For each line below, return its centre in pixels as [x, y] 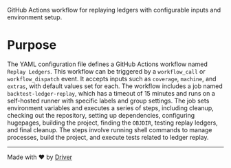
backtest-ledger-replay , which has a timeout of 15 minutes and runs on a [111, 93]
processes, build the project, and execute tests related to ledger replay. [108, 137]
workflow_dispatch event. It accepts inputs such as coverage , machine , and [112, 78]
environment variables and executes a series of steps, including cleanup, [111, 108]
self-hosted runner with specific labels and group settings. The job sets [108, 101]
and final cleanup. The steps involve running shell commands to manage [110, 129]
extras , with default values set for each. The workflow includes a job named [115, 86]
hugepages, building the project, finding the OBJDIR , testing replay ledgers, [112, 123]
